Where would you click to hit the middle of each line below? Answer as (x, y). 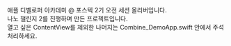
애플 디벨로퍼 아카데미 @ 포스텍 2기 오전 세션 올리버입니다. (87, 10)
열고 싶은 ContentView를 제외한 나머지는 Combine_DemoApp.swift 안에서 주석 (116, 27)
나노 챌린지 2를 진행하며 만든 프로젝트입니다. (67, 19)
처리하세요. (22, 36)
